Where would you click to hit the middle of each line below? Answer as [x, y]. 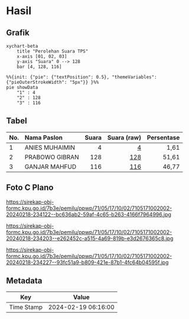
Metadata [24, 281]
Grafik [18, 33]
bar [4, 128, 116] [39, 67]
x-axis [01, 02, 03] [42, 57]
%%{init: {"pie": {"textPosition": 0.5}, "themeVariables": [82, 77]
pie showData [22, 87]
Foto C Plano [30, 188]
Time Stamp [26, 307]
